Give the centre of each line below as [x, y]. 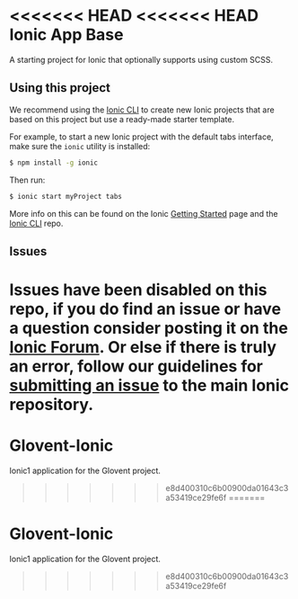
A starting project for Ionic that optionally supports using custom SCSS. [141, 59]
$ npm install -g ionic [54, 163]
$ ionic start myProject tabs [66, 196]
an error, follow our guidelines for [136, 367]
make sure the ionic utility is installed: [80, 146]
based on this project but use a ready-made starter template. [122, 119]
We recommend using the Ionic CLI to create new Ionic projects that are [142, 110]
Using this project [60, 88]
